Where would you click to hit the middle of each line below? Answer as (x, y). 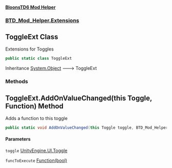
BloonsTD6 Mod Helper (30, 7)
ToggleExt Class (32, 37)
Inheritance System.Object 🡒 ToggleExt (51, 68)
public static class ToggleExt (39, 59)
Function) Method (35, 106)
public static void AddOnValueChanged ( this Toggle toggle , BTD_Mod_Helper (87, 128)
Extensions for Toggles (29, 49)
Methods (17, 82)
